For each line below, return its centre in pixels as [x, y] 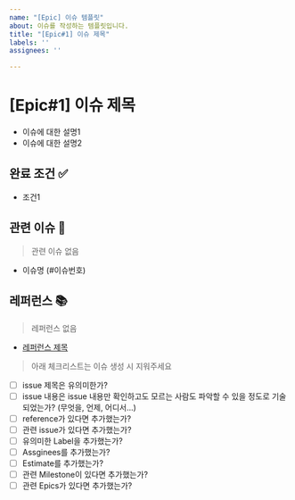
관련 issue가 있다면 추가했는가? [77, 429]
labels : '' [29, 42]
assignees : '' [36, 51]
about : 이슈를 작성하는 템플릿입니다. [69, 26]
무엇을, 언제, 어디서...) [98, 407]
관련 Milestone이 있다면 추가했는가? [85, 474]
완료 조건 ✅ [39, 174]
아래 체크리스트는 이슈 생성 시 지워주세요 [101, 366]
